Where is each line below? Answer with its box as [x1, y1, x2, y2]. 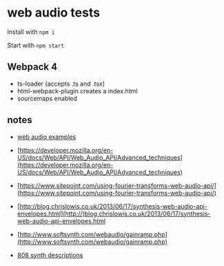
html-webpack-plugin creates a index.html [17, 86, 138, 95]
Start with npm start [7, 41, 64, 49]
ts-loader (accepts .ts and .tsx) [17, 79, 105, 88]
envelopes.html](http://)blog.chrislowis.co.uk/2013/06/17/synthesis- [17, 209, 211, 218]
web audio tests [7, 5, 101, 21]
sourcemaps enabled [17, 94, 78, 102]
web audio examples [17, 133, 77, 141]
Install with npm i [7, 28, 55, 36]
